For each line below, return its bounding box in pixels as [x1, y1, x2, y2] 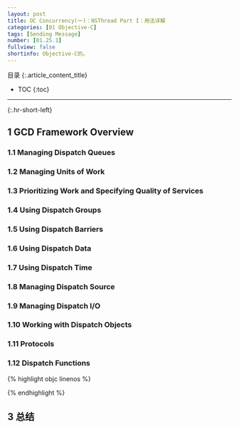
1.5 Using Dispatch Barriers [7, 224, 104, 234]
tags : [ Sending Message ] [7, 30, 81, 38]
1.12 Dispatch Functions [7, 358, 91, 368]
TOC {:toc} [17, 85, 50, 94]
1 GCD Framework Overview [7, 126, 134, 138]
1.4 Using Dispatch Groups [7, 205, 102, 215]
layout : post [7, 10, 46, 18]
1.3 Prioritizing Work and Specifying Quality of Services [7, 186, 204, 196]
